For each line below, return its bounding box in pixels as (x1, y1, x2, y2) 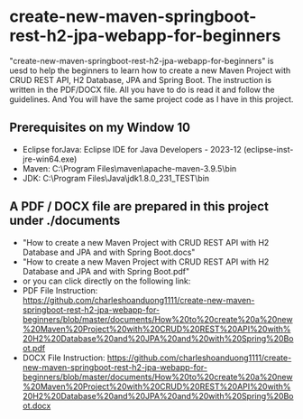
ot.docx (22, 400, 51, 411)
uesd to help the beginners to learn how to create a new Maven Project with (9, 65, 291, 76)
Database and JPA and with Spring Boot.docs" (22, 247, 196, 257)
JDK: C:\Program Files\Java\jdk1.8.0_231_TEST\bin (22, 172, 210, 183)
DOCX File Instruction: (22, 352, 106, 363)
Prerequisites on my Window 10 (9, 120, 191, 135)
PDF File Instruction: (22, 284, 98, 295)
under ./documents (9, 213, 121, 228)
